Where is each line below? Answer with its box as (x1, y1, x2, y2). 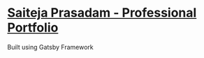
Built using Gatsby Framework (7, 43, 94, 51)
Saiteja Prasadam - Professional (7, 5, 197, 21)
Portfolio (7, 20, 59, 36)
